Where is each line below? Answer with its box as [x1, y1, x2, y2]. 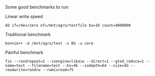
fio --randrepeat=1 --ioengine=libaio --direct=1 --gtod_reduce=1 [5, 59, 144, 64]
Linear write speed [5, 14, 43, 19]
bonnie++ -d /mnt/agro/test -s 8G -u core [5, 41, 93, 46]
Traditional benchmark [5, 32, 51, 37]
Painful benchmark [5, 50, 43, 55]
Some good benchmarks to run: [5, 4, 70, 10]
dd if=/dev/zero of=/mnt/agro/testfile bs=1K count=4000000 [5, 23, 131, 28]
